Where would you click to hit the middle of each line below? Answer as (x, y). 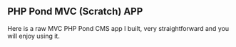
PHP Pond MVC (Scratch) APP (75, 12)
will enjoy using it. (34, 36)
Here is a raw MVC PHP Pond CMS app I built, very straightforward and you (118, 28)
